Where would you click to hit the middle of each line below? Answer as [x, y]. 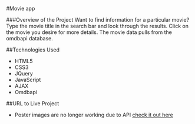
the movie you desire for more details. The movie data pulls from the [89, 32]
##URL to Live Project [33, 104]
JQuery [24, 73]
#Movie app [21, 8]
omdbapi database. [29, 38]
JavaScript [28, 80]
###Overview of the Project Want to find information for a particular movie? [98, 20]
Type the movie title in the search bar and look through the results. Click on [97, 26]
